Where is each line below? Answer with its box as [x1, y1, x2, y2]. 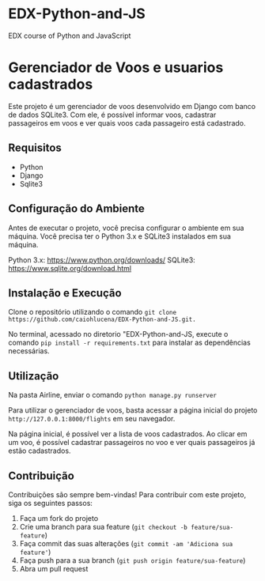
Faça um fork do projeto [19, 513, 99, 523]
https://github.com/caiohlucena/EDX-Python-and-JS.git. [8, 315, 196, 324]
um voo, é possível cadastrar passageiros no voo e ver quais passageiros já [8, 438, 256, 447]
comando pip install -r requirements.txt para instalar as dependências [8, 338, 251, 348]
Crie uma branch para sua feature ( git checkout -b [19, 522, 187, 531]
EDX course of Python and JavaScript [8, 31, 131, 40]
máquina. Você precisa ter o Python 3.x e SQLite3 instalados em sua [8, 231, 232, 241]
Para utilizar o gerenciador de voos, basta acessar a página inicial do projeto [8, 406, 258, 415]
